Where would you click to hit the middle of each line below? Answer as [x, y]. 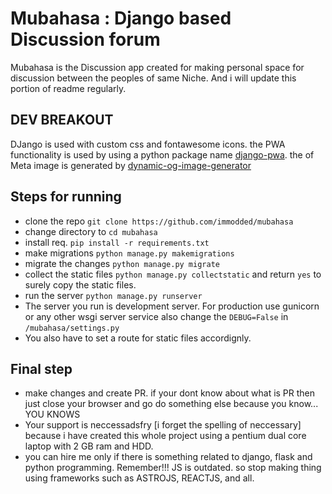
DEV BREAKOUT [62, 120]
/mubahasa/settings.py [72, 328]
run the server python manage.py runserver [113, 295]
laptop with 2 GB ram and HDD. [89, 446]
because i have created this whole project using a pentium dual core [165, 436]
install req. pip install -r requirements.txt [117, 242]
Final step [41, 368]
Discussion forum [85, 39]
